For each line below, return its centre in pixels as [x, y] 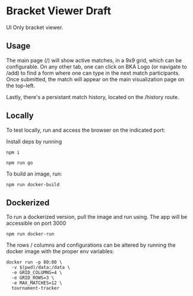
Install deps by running [34, 141]
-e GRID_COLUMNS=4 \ [37, 273]
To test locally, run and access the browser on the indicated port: [86, 130]
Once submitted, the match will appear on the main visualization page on [95, 79]
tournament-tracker [36, 288]
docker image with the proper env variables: [60, 252]
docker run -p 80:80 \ [34, 262]
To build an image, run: [34, 174]
